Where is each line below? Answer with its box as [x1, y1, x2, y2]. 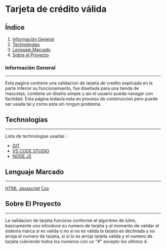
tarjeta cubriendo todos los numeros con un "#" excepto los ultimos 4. [5, 238, 148, 244]
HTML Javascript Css [5, 185, 49, 191]
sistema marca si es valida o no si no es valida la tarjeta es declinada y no [5, 228, 155, 234]
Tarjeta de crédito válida [5, 3, 107, 15]
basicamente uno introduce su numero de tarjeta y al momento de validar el [5, 222, 160, 228]
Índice [5, 23, 25, 32]
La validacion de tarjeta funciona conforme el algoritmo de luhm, [5, 217, 137, 223]
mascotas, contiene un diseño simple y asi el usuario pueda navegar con [5, 90, 153, 97]
